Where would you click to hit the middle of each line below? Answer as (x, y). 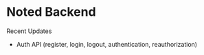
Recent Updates (29, 31)
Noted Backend (52, 12)
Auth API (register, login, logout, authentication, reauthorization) (106, 44)
